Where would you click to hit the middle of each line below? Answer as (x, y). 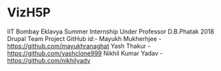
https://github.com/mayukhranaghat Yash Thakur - (79, 46)
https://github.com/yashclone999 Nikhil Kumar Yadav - (85, 53)
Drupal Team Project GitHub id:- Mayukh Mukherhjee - (84, 38)
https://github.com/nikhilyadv (49, 60)
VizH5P (29, 13)
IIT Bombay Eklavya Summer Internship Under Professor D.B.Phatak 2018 (111, 31)
